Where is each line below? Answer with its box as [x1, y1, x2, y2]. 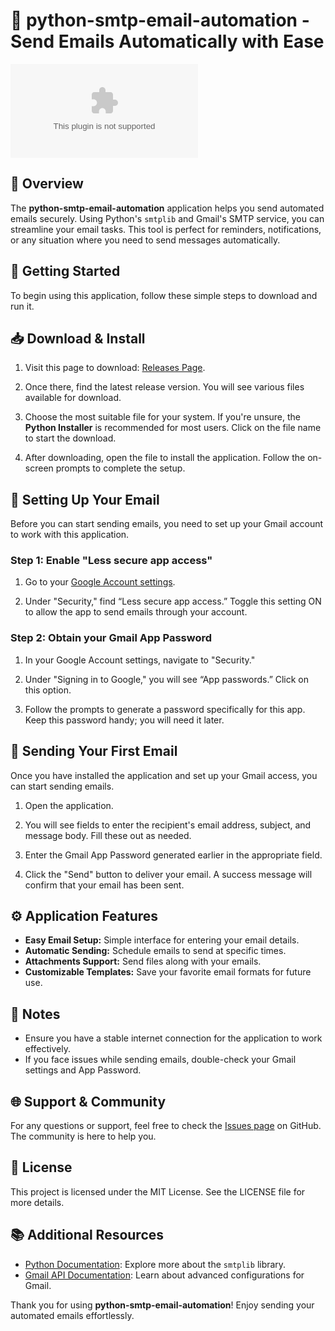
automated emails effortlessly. [10, 1309, 135, 1321]
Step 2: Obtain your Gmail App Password [10, 631, 213, 645]
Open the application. [24, 799, 114, 811]
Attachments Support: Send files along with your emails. [24, 955, 262, 968]
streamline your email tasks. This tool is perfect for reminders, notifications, [10, 223, 322, 235]
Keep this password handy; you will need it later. [24, 714, 225, 726]
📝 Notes [10, 1005, 61, 1023]
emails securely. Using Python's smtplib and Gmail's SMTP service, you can [10, 212, 325, 224]
